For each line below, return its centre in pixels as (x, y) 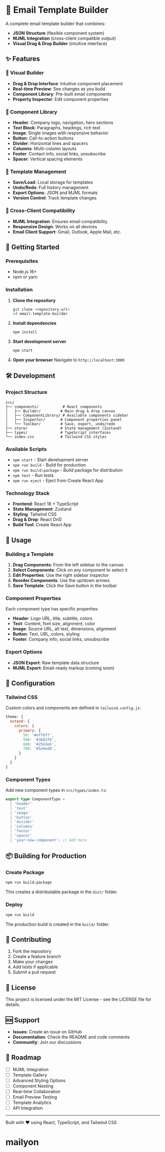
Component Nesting (33, 1086)
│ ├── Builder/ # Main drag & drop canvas (60, 411)
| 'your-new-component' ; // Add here (48, 840)
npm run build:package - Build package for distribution (68, 470)
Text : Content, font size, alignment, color (54, 624)
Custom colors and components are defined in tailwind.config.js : (73, 708)
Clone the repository (34, 300)
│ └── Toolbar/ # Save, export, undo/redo (60, 424)
